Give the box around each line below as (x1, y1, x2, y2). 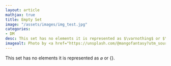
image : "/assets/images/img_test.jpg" (5, 21, 88, 27)
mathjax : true (5, 12, 36, 17)
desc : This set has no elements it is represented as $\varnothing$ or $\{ (5, 36, 169, 41)
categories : (5, 27, 31, 32)
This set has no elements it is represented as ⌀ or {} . (5, 55, 116, 61)
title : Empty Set (5, 17, 42, 22)
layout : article (5, 7, 40, 13)
